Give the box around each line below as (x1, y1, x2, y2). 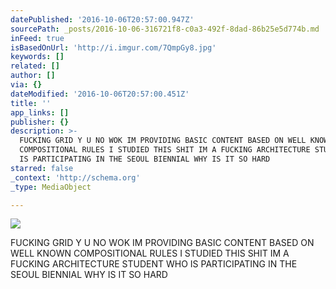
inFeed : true (10, 33, 65, 43)
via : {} (10, 80, 43, 90)
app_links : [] (10, 107, 70, 118)
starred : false (10, 163, 74, 173)
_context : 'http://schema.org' (10, 172, 141, 183)
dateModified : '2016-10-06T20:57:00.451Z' (10, 89, 190, 99)
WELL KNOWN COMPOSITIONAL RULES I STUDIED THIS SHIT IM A (10, 247, 290, 260)
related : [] (10, 61, 60, 71)
